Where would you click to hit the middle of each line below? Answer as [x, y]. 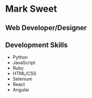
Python [20, 57]
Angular [21, 90]
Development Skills [37, 45]
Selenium [22, 79]
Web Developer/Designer [46, 28]
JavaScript [24, 63]
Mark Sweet [31, 9]
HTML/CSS [24, 73]
